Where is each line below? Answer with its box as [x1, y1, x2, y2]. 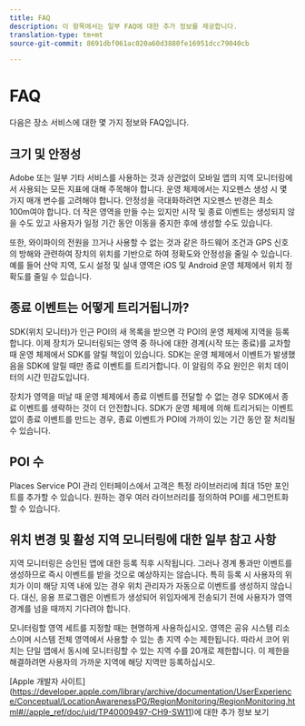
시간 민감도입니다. [25, 371, 90, 382]
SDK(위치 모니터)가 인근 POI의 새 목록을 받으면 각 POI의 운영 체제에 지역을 [9, 326, 273, 337]
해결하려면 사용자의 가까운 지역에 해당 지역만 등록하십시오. [9, 657, 216, 668]
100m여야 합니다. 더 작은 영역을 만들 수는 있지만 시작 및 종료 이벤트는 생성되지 [9, 207, 286, 217]
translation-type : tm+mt [9, 30, 103, 39]
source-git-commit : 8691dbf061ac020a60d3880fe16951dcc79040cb [9, 38, 250, 48]
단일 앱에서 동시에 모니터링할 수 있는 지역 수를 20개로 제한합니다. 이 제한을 [25, 645, 290, 656]
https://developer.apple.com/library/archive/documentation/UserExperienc [12, 686, 292, 697]
